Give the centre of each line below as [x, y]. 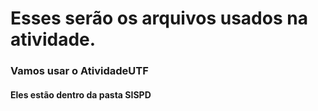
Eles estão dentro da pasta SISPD [81, 94]
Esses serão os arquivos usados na [159, 18]
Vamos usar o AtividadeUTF [79, 71]
